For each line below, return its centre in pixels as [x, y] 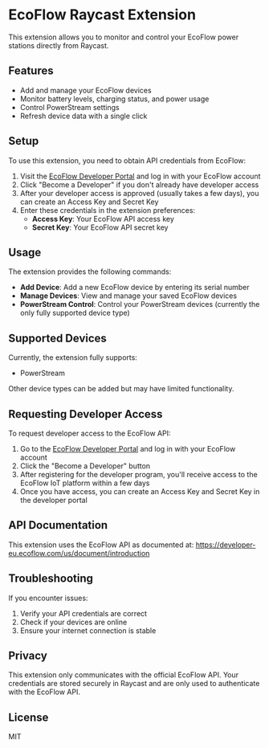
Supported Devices [57, 338]
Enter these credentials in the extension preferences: [107, 210]
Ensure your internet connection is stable [88, 630]
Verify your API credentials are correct [83, 613]
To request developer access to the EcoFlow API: [90, 433]
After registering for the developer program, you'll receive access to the [139, 474]
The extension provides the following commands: [90, 272]
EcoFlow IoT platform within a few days [85, 483]
